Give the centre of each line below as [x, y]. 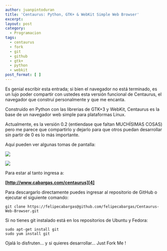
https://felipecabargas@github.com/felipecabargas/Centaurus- [93, 207]
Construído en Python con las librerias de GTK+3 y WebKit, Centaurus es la [82, 109]
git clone [15, 207]
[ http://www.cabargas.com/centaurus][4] [50, 182]
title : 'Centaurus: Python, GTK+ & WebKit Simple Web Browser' [72, 14]
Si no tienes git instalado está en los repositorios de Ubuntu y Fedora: [77, 220]
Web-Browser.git [22, 211]
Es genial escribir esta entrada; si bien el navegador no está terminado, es [81, 89]
